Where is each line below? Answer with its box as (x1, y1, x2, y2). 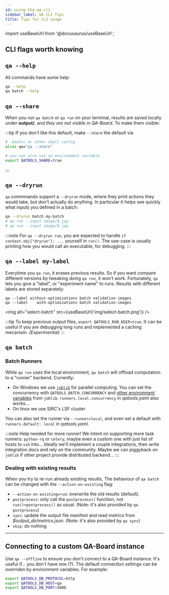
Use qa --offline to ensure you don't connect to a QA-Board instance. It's (5, 555, 160, 561)
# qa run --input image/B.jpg (5, 223, 69, 229)
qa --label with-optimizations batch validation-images (5, 300, 132, 305)
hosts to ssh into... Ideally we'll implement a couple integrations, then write (5, 441, 159, 447)
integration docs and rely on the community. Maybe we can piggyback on (5, 446, 158, 453)
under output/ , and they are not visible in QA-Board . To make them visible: (5, 120, 160, 126)
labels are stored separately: (5, 286, 64, 292)
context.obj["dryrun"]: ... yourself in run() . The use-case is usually (5, 238, 151, 244)
